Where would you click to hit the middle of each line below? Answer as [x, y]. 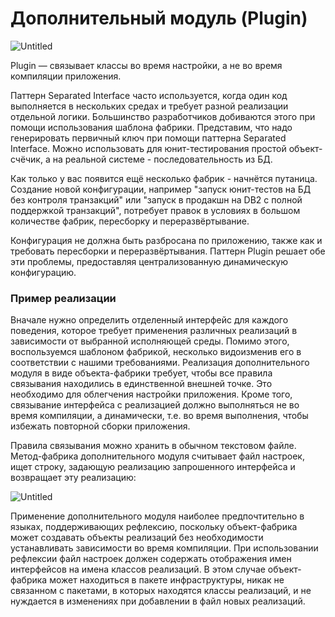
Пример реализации [63, 298]
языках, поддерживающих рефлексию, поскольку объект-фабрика [154, 527]
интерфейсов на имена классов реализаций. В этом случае [138, 569]
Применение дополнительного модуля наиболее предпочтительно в [157, 516]
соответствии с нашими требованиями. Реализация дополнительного [160, 363]
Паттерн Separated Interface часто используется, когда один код [149, 95]
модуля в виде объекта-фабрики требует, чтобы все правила [141, 373]
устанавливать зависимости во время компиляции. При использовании [164, 548]
